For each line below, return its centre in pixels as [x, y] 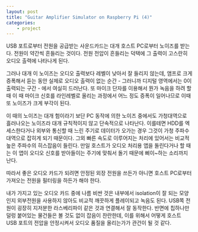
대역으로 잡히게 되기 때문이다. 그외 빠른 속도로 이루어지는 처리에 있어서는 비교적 [98, 138]
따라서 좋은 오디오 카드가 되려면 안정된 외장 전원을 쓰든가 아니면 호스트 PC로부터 [99, 173]
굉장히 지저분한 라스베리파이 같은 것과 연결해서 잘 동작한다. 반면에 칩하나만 [103, 208]
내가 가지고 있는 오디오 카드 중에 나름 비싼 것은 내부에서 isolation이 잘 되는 [92, 193]
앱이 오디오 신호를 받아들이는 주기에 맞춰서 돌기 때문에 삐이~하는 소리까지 [103, 153]
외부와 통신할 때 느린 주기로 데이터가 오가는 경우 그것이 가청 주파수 [113, 131]
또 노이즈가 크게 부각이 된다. [39, 103]
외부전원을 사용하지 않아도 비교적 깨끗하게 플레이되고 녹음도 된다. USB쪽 [101, 200]
